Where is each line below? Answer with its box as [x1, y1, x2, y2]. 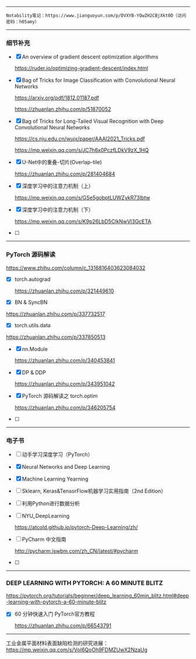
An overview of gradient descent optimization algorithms [22, 53, 159, 60]
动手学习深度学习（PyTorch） [22, 451, 93, 458]
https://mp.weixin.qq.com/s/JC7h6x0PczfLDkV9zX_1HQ [14, 147, 149, 154]
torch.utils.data [14, 321, 51, 328]
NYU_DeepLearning [22, 513, 70, 520]
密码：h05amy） [6, 19, 40, 25]
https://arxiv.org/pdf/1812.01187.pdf [14, 94, 99, 101]
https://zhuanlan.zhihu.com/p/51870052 [14, 106, 111, 113]
